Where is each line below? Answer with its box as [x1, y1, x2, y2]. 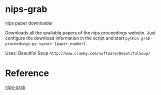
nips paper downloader [5, 20, 53, 26]
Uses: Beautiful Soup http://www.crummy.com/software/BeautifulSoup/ [5, 50, 151, 56]
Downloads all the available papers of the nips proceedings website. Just [5, 29, 156, 35]
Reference [5, 67, 49, 79]
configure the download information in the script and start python [5, 35, 139, 41]
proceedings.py [5, 41, 37, 46]
